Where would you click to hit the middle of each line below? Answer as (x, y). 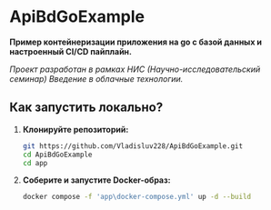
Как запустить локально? (86, 108)
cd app (35, 163)
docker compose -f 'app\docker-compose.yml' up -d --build (137, 197)
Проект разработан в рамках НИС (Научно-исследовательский (135, 69)
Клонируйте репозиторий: (75, 129)
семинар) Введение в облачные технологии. (96, 78)
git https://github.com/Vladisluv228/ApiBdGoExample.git (133, 146)
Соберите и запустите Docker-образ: (96, 180)
